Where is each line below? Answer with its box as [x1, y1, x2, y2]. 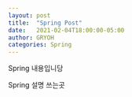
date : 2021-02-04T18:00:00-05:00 [8, 26, 125, 34]
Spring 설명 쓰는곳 [8, 80, 65, 90]
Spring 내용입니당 [8, 64, 64, 73]
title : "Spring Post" [8, 19, 82, 27]
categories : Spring [8, 41, 72, 49]
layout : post [8, 11, 51, 20]
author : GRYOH [8, 33, 55, 42]
